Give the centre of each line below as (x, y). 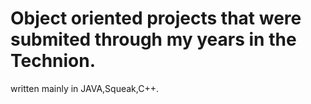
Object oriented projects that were (156, 18)
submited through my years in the (153, 39)
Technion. (53, 61)
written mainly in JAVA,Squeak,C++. (84, 88)
